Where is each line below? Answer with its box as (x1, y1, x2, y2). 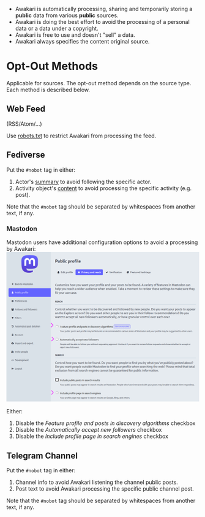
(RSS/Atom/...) (6, 120, 42, 128)
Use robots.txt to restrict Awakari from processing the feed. (6, 132, 157, 139)
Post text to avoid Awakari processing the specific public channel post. (15, 484, 194, 492)
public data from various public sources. (15, 12, 119, 19)
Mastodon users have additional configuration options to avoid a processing (6, 239, 198, 246)
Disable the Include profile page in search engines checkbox (15, 432, 168, 440)
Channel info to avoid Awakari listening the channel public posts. (15, 478, 179, 486)
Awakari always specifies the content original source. (15, 38, 150, 45)
